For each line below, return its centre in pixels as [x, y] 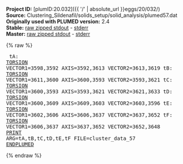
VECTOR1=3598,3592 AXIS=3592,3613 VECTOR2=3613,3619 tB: [89, 68]
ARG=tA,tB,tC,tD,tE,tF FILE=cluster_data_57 [71, 139]
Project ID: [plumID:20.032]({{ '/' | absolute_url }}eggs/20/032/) [83, 9]
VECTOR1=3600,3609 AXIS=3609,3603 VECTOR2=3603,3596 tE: [89, 103]
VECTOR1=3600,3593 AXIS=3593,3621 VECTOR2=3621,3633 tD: [89, 92]
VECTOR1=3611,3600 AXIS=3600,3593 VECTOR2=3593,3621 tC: [89, 80]
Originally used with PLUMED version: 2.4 [58, 21]
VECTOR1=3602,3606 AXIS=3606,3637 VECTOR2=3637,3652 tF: [89, 115]
